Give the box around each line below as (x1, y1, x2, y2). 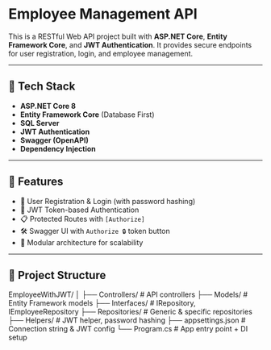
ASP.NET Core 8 (19, 101, 77, 110)
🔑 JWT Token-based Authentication (19, 205, 140, 215)
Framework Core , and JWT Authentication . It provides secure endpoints (8, 40, 252, 49)
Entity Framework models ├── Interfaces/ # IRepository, (8, 298, 196, 308)
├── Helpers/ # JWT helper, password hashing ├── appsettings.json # (8, 315, 246, 325)
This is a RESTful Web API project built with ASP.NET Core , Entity (8, 31, 228, 41)
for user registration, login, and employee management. (8, 48, 194, 58)
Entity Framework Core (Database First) (19, 110, 155, 119)
